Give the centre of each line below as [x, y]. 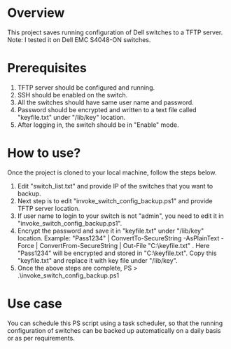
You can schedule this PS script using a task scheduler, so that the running [115, 323]
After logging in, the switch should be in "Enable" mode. [98, 125]
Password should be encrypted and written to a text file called [107, 109]
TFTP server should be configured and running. [86, 87]
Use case [35, 303]
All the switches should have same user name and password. [105, 102]
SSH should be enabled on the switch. [72, 95]
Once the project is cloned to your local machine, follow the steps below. [112, 172]
